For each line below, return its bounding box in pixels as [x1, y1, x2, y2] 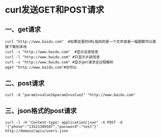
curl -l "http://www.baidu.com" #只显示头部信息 [5, 55, 100, 60]
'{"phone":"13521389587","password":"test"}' [5, 124, 98, 129]
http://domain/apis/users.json [5, 128, 68, 133]
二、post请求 [5, 79, 45, 88]
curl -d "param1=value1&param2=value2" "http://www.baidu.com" [5, 92, 136, 97]
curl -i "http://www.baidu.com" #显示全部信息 [5, 49, 98, 54]
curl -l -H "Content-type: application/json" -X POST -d [5, 120, 123, 125]
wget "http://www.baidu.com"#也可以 [5, 65, 77, 70]
